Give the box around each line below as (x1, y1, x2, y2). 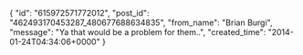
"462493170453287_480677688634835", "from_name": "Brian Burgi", (9, 17, 273, 28)
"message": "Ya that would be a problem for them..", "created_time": (9, 27, 266, 37)
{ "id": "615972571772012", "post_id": (9, 8, 150, 18)
